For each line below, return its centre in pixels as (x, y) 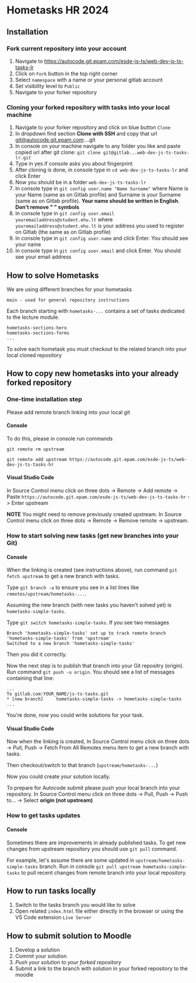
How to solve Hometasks (53, 275)
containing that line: (30, 678)
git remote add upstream (37, 459)
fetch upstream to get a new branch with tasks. (63, 576)
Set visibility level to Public (48, 86)
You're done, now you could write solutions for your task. (76, 715)
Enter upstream (30, 503)
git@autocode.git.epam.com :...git (55, 140)
